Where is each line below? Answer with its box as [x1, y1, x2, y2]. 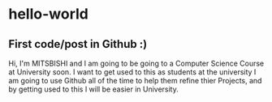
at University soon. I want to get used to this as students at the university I [8, 67, 257, 77]
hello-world [8, 5, 89, 23]
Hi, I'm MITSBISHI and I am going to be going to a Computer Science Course [8, 58, 265, 68]
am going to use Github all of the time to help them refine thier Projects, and [8, 76, 262, 85]
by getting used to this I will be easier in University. [8, 84, 179, 94]
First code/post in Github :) [8, 37, 148, 51]
